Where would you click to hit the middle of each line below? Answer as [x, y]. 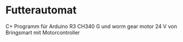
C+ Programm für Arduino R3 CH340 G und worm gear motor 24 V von [91, 26]
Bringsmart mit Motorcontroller [43, 32]
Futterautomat [41, 10]
